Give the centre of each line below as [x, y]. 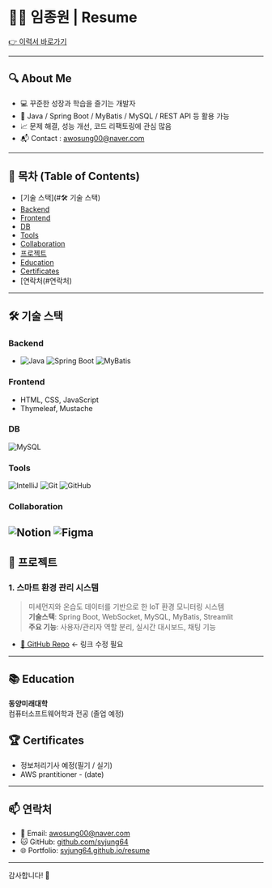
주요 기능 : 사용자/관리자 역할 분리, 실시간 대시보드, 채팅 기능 [122, 627]
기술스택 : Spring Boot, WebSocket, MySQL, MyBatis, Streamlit [130, 617]
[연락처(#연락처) [46, 281]
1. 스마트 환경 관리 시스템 [54, 587]
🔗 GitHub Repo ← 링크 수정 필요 [72, 644]
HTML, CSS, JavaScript [59, 400]
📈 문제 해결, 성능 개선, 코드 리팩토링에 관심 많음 [96, 126]
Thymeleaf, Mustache [56, 408]
